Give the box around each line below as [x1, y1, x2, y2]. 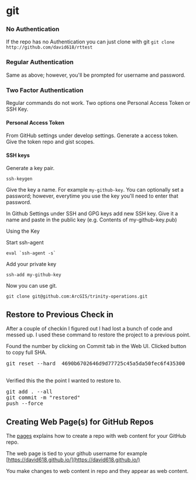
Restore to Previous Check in [6, 309, 114, 319]
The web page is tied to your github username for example [6, 450, 147, 457]
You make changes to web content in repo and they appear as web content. [6, 468, 189, 475]
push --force [6, 400, 44, 407]
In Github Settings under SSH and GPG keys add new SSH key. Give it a [6, 210, 178, 217]
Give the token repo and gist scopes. [6, 138, 95, 145]
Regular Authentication [6, 58, 74, 66]
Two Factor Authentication [6, 86, 84, 94]
